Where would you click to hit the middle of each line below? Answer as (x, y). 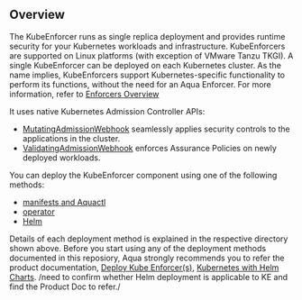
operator (39, 212)
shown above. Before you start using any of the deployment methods (138, 248)
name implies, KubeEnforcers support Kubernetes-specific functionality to (147, 75)
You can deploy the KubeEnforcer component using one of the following (143, 175)
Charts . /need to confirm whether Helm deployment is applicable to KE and (149, 277)
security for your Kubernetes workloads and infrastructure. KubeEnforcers (147, 46)
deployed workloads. (61, 158)
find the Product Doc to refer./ (65, 286)
